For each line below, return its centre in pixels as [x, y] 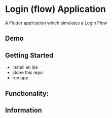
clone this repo [27, 72]
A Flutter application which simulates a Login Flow [56, 23]
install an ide [25, 67]
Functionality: [27, 93]
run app [20, 78]
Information [24, 110]
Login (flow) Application [56, 9]
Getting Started [29, 55]
